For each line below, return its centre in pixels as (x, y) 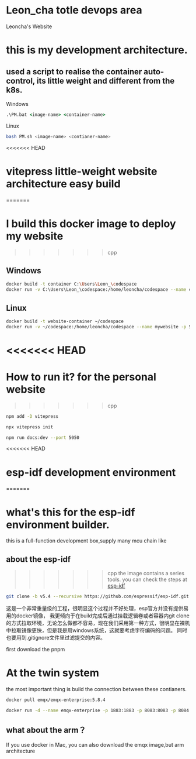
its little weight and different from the (106, 80)
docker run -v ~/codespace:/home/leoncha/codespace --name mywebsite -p (96, 327)
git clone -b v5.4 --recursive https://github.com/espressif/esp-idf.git (98, 597)
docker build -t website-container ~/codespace (65, 321)
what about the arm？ (46, 730)
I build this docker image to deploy (91, 224)
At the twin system (52, 673)
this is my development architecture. (97, 50)
